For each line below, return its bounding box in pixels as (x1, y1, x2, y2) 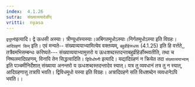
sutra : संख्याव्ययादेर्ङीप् (6, 14, 52, 20)
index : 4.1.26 (6, 8, 44, 15)
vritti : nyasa (6, 19, 44, 25)
